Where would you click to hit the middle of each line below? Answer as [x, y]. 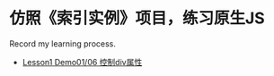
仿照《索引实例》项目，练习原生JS [137, 18]
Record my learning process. [63, 43]
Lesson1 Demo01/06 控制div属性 [82, 62]
